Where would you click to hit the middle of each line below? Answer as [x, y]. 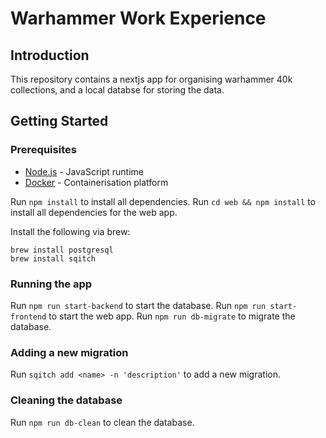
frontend [28, 317]
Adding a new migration [69, 352]
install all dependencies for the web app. [94, 212]
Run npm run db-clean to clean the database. [102, 422]
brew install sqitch [53, 258]
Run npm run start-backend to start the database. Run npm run [138, 305]
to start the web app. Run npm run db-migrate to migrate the [172, 316]
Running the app [51, 284]
